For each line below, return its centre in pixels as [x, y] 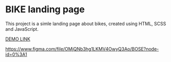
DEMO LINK [18, 39]
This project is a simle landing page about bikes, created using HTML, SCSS [86, 24]
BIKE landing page [45, 9]
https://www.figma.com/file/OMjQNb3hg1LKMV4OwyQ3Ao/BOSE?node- [82, 49]
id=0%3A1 [16, 54]
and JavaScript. [22, 29]
